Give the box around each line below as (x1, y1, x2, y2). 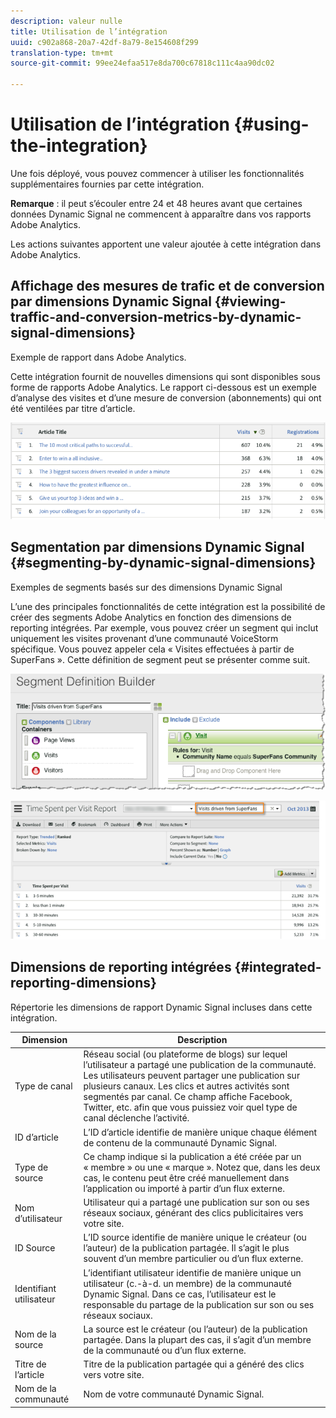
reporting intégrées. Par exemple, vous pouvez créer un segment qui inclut (10, 621, 319, 634)
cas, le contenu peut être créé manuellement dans (83, 1171, 290, 1184)
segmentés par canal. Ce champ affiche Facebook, (83, 1091, 293, 1103)
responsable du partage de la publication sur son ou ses (83, 1298, 315, 1310)
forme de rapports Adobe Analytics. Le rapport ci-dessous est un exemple (10, 381, 317, 393)
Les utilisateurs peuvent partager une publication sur (83, 1070, 301, 1082)
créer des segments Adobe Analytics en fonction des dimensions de (10, 611, 292, 623)
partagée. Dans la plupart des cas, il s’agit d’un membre (83, 1333, 312, 1345)
